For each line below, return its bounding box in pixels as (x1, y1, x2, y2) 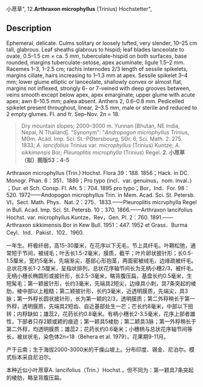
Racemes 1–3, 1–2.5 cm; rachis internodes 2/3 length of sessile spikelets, (6, 65, 188, 72)
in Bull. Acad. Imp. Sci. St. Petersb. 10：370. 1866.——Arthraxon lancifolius (6, 206, 193, 213)
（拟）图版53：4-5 (21, 156, 70, 163)
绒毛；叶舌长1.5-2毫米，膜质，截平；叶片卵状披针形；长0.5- (43, 249, 194, 256)
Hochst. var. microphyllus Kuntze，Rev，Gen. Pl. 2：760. (6, 213, 149, 221)
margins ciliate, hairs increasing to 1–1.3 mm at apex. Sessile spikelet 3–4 (6, 72, 188, 79)
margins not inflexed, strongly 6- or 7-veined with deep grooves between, (6, 84, 191, 92)
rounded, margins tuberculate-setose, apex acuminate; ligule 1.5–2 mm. (6, 58, 185, 66)
